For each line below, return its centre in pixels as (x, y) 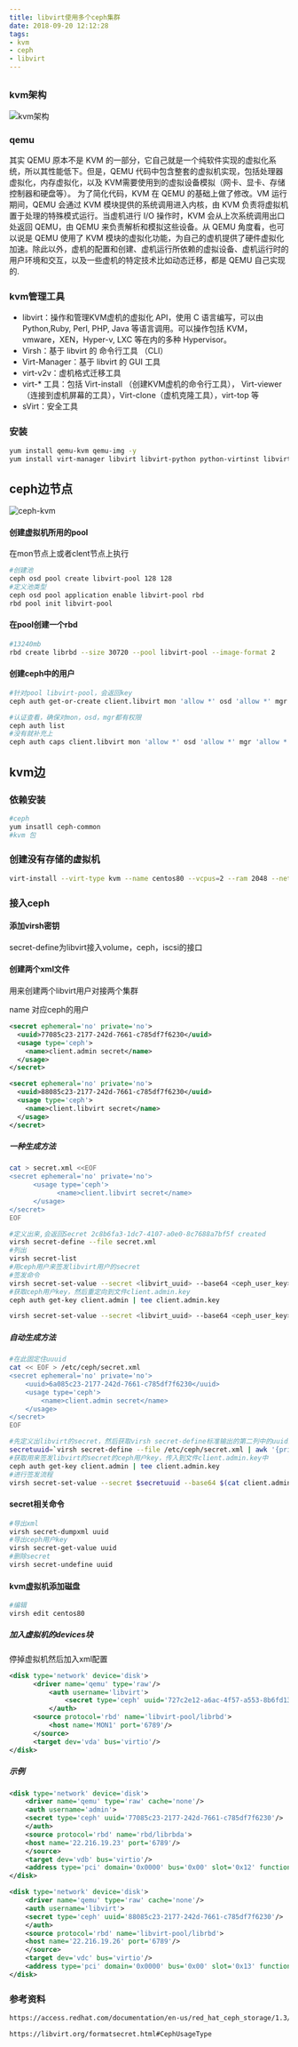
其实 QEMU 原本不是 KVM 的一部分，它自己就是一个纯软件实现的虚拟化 (139, 160)
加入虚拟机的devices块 (51, 1635)
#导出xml (24, 1523)
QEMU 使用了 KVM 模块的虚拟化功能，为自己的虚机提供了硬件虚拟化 (159, 238)
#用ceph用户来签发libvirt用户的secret (74, 1267)
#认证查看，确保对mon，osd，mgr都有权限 (75, 717)
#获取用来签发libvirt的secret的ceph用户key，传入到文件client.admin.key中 (139, 1458)
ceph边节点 (41, 488)
